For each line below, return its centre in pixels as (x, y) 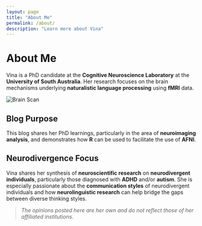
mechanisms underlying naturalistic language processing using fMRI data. (100, 88)
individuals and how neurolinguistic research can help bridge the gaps (95, 192)
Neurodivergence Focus (52, 158)
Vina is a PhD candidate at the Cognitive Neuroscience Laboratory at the (98, 75)
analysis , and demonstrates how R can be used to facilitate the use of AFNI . (101, 140)
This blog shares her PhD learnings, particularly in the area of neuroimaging (101, 133)
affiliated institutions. (47, 216)
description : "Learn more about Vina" (55, 29)
